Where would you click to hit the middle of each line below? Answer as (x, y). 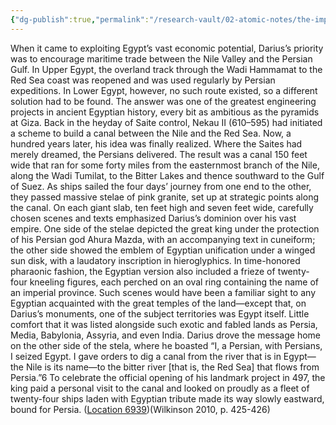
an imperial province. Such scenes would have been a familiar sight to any (163, 292)
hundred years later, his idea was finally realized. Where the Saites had (156, 143)
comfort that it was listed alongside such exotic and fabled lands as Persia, (164, 324)
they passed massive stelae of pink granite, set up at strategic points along (164, 197)
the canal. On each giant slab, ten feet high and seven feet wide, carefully (162, 207)
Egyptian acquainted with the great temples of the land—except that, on (158, 303)
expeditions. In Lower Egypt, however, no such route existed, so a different (164, 90)
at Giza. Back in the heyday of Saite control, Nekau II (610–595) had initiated (166, 122)
